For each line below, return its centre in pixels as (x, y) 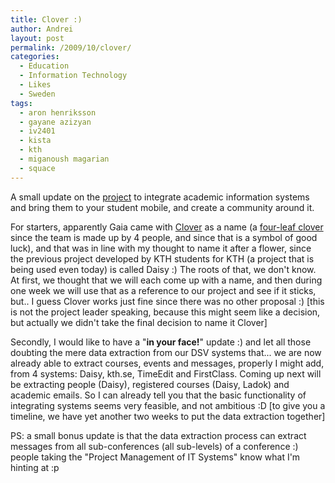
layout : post (37, 38)
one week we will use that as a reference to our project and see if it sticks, (163, 290)
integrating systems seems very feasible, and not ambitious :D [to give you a (168, 405)
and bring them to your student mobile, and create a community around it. (162, 207)
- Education (44, 66)
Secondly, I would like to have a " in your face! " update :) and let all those (161, 342)
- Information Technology (73, 76)
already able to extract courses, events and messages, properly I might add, (167, 363)
